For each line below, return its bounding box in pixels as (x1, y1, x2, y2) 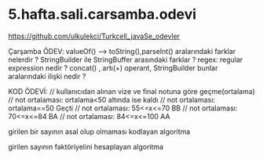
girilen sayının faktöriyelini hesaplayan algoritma (8, 142, 163, 151)
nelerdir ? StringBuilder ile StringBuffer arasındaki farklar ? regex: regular (8, 55, 243, 64)
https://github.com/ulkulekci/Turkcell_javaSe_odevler (8, 31, 181, 41)
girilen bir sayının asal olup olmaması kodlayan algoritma (8, 127, 191, 136)
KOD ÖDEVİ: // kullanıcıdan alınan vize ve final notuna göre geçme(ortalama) (8, 86, 255, 96)
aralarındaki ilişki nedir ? (8, 71, 86, 81)
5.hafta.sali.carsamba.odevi (8, 5, 197, 23)
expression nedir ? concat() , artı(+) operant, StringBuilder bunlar (8, 63, 218, 72)
